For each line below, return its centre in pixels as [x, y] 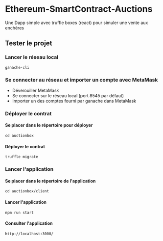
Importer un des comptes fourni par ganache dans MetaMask [74, 101]
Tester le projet [29, 43]
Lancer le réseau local [32, 57]
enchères [15, 27]
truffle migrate [22, 157]
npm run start [20, 213]
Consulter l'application [29, 223]
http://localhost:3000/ [29, 234]
